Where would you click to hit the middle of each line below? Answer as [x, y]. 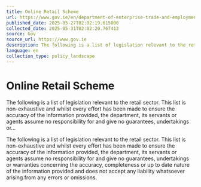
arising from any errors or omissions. [52, 177]
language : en [22, 51]
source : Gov [21, 34]
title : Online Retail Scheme [42, 12]
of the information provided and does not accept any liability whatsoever [96, 171]
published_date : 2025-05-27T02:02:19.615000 [63, 23]
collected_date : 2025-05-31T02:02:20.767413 [63, 28]
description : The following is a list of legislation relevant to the [96, 45]
